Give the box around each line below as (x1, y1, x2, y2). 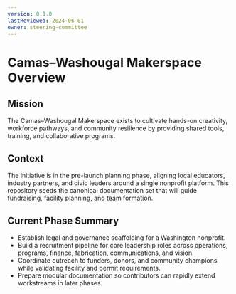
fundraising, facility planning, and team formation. (7, 194, 154, 203)
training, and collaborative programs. (7, 132, 116, 140)
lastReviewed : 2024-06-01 (7, 17, 84, 24)
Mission (7, 98, 44, 110)
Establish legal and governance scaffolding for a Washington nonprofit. (17, 233, 226, 242)
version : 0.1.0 (7, 10, 53, 18)
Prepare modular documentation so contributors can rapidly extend (17, 271, 215, 280)
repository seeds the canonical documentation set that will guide (7, 187, 198, 195)
